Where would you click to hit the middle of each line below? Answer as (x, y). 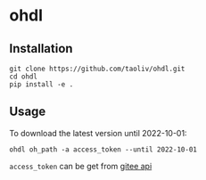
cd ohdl (24, 77)
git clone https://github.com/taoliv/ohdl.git (97, 69)
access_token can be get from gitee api (81, 166)
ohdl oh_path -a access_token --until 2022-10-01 (103, 149)
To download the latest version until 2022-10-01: (98, 133)
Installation (41, 49)
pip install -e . (41, 85)
